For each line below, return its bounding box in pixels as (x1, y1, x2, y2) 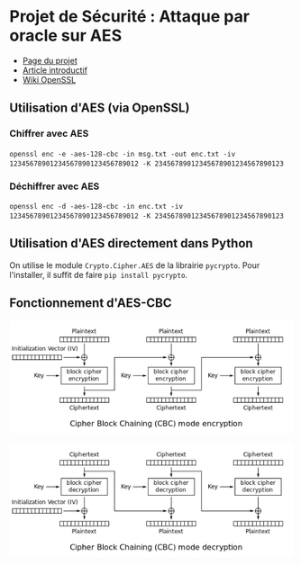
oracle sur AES (9, 25, 123, 46)
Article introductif (22, 65, 88, 76)
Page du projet (22, 55, 78, 66)
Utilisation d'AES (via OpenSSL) (9, 101, 190, 116)
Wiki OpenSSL (22, 74, 77, 85)
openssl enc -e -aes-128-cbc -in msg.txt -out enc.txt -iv (9, 149, 236, 158)
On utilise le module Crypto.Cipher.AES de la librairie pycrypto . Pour (9, 259, 260, 271)
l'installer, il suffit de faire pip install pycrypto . (9, 269, 187, 280)
